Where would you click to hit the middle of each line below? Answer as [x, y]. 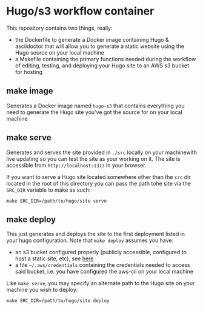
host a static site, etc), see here [54, 258]
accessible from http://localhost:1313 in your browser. [76, 165]
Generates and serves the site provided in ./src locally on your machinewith [101, 152]
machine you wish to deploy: [42, 290]
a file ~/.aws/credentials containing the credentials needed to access [102, 265]
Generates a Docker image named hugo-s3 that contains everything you [95, 106]
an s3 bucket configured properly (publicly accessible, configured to [101, 252]
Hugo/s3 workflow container [80, 11]
